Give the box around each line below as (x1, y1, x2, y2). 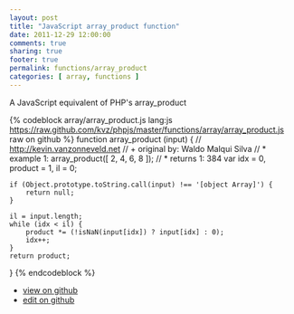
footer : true (9, 55, 59, 64)
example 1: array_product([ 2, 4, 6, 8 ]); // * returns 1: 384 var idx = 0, (9, 153, 267, 164)
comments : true (9, 38, 67, 48)
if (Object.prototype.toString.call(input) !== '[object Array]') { (9, 180, 273, 189)
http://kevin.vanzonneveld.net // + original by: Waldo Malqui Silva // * (9, 143, 267, 154)
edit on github (22, 294, 75, 305)
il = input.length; (9, 212, 83, 221)
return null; (25, 187, 75, 197)
